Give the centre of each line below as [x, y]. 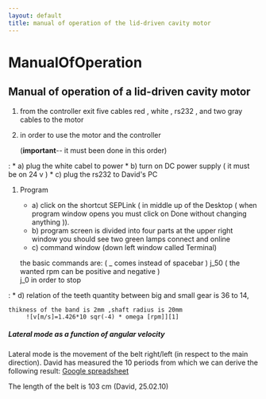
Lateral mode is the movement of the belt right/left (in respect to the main [128, 354]
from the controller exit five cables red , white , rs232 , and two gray [131, 111]
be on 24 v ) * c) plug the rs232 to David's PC [83, 174]
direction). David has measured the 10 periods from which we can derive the [133, 362]
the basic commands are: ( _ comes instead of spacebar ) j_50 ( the [130, 263]
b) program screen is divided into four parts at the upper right [132, 230]
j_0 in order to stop [50, 280]
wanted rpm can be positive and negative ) [90, 271]
